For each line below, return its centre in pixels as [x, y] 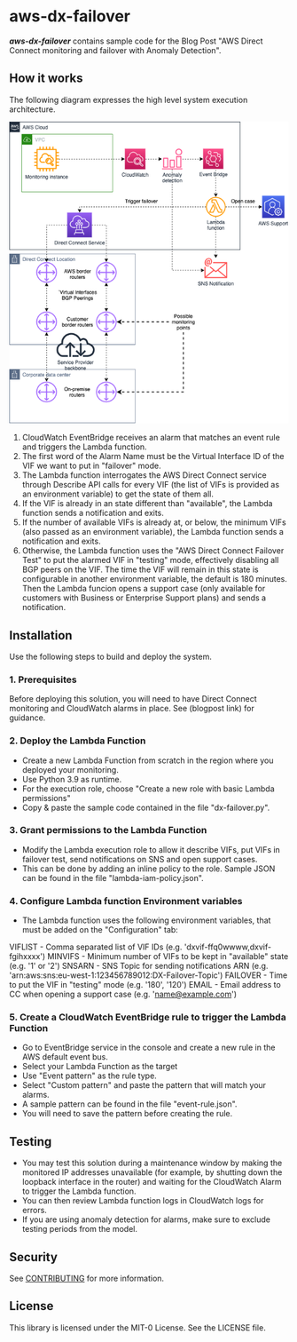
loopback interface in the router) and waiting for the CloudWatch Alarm [152, 1182]
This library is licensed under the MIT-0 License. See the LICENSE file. [137, 1327]
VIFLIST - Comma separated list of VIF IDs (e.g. [96, 947]
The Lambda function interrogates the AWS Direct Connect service [145, 475]
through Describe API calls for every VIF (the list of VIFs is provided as [151, 485]
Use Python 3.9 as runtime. [72, 779]
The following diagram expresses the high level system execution [129, 99]
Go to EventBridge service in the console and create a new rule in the [148, 1048]
